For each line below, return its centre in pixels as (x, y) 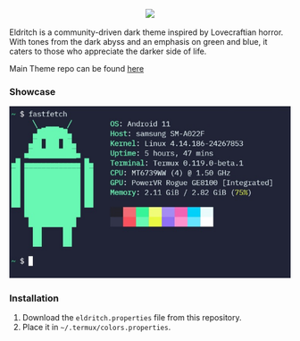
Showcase (33, 91)
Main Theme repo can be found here (77, 68)
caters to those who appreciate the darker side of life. (108, 51)
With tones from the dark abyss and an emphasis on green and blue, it (138, 42)
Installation (34, 298)
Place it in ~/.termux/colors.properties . (96, 328)
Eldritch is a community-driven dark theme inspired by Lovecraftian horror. (146, 32)
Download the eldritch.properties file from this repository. (132, 318)
